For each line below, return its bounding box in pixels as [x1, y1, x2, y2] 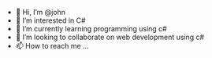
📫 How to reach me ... [15, 42, 89, 50]
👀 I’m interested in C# [15, 16, 86, 25]
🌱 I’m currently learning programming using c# [15, 24, 167, 33]
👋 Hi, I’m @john [15, 8, 65, 16]
